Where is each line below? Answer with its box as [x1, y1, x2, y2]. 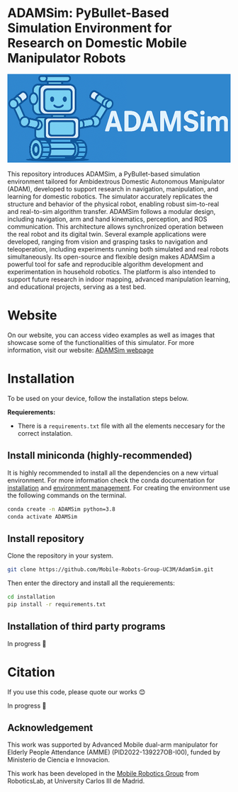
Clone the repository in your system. [7, 551, 114, 560]
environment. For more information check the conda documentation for [7, 476, 215, 485]
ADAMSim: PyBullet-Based [7, 5, 169, 21]
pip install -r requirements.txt [7, 601, 106, 608]
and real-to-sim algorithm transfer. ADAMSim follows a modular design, [7, 207, 216, 215]
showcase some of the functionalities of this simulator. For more [7, 338, 195, 346]
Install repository [7, 533, 85, 545]
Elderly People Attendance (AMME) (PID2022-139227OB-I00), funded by [7, 748, 221, 757]
